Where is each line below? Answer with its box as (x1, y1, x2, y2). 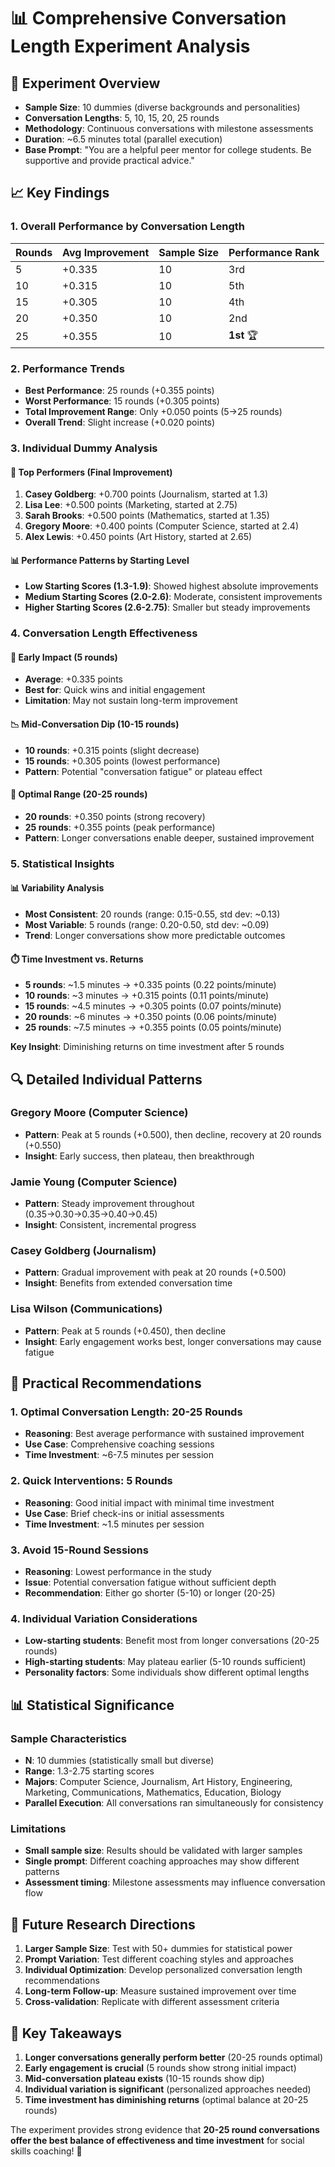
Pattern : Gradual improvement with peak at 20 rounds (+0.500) (24, 1266, 287, 1279)
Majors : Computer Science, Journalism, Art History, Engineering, (24, 1776, 293, 1788)
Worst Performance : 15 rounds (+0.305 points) (24, 395, 220, 407)
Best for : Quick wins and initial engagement (24, 684, 206, 696)
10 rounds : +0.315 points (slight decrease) (24, 744, 200, 756)
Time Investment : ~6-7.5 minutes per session (24, 1449, 214, 1461)
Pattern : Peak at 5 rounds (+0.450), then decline (24, 1325, 227, 1337)
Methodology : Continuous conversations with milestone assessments (24, 123, 314, 134)
